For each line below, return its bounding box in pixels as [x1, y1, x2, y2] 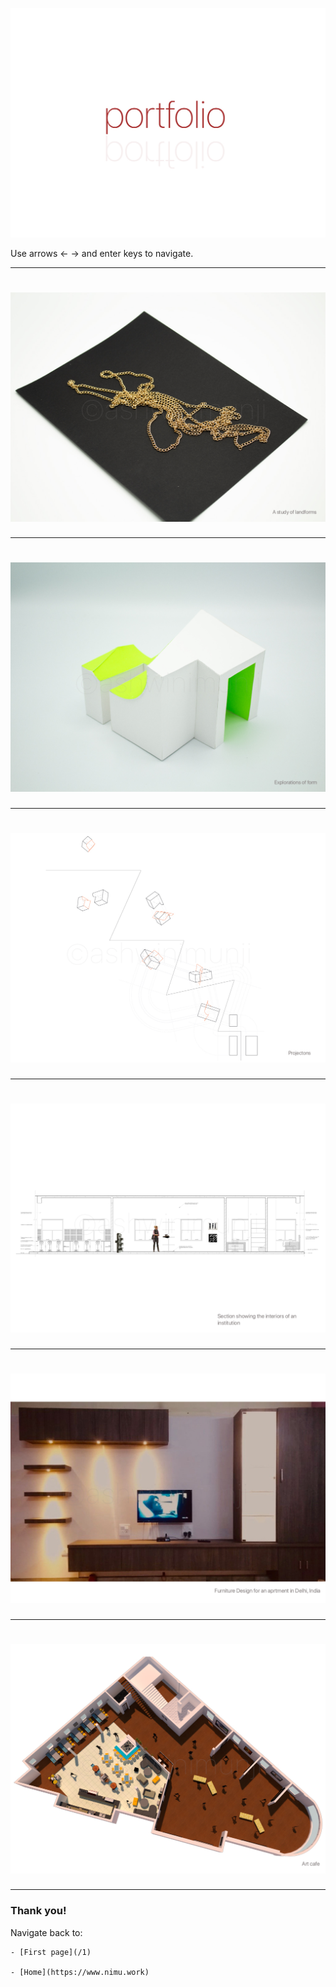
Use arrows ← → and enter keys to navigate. [10, 247, 194, 259]
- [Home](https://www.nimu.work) [10, 1967, 150, 1977]
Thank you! [10, 1904, 67, 1918]
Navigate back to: [10, 1926, 83, 1938]
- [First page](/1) [10, 1947, 92, 1957]
